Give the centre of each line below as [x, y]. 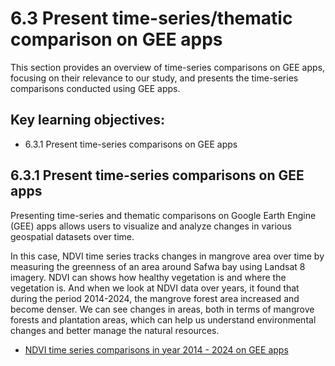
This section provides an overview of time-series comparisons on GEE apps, [168, 67]
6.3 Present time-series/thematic [151, 18]
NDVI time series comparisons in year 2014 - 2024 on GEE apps [156, 349]
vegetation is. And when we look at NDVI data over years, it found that [155, 288]
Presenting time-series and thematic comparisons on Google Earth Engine [163, 215]
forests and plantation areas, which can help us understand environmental [163, 319]
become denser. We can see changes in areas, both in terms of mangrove [162, 309]
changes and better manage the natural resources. [115, 330]
